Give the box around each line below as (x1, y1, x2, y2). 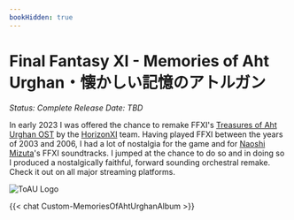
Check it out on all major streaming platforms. (9, 166, 175, 177)
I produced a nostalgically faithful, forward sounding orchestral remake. (9, 156, 271, 168)
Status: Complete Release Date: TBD (9, 102, 143, 113)
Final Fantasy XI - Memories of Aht (9, 50, 270, 71)
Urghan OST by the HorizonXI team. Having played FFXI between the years (9, 129, 283, 140)
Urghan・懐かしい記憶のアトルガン (9, 72, 267, 93)
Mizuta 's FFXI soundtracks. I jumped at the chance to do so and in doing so (9, 148, 285, 158)
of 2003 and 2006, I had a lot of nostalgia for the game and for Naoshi (9, 138, 266, 148)
